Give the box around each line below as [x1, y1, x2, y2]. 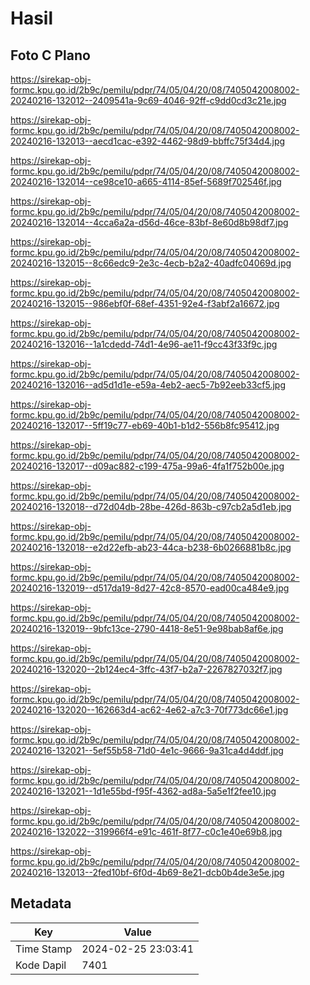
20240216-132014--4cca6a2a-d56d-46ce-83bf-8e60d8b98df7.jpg [10, 217, 289, 228]
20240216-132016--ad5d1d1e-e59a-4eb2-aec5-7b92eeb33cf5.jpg [10, 379, 287, 391]
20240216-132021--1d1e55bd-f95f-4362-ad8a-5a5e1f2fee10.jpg [10, 785, 277, 797]
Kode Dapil [15, 958, 67, 972]
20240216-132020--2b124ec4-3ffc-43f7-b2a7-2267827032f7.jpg [10, 663, 283, 675]
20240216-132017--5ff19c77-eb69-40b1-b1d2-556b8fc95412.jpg [10, 420, 280, 431]
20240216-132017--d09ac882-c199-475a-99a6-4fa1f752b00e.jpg [10, 460, 285, 472]
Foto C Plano [10, 47, 91, 64]
